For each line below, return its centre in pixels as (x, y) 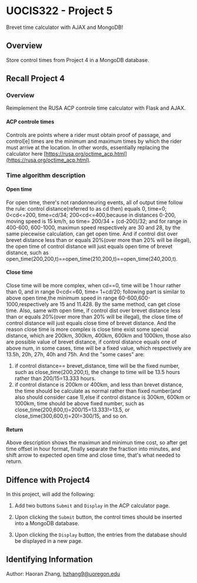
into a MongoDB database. (47, 523)
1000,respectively (28, 304)
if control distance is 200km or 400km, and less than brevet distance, (99, 384)
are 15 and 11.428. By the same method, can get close (115, 304)
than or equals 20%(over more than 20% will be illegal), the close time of (95, 316)
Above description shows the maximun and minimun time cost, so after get (97, 443)
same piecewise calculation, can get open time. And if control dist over (92, 234)
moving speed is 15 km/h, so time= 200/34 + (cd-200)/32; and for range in (97, 221)
